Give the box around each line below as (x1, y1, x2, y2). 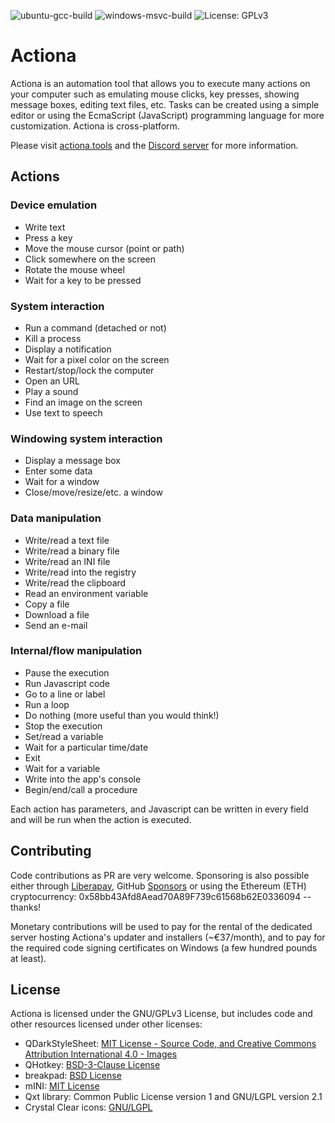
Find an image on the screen (24, 396, 143, 408)
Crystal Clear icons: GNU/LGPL (24, 1101, 153, 1114)
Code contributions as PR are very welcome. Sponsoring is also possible (10, 869, 310, 881)
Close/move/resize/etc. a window (24, 486, 163, 499)
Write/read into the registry (24, 566, 137, 578)
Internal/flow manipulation (10, 644, 143, 658)
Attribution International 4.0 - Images (24, 1048, 178, 1060)
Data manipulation (10, 511, 102, 525)
